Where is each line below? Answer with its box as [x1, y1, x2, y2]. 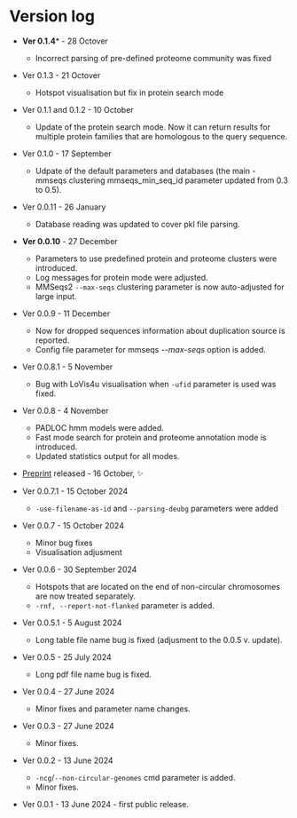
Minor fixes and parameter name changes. [35, 703, 191, 714]
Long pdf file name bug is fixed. [35, 669, 152, 679]
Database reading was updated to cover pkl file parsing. [35, 218, 241, 229]
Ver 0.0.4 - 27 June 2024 [21, 686, 115, 696]
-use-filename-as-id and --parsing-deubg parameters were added [35, 503, 279, 513]
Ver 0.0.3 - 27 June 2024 [21, 720, 115, 731]
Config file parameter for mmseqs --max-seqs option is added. [35, 344, 266, 354]
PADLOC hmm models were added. [35, 422, 164, 433]
